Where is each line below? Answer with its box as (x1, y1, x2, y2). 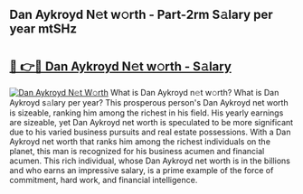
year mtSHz (9, 22, 78, 37)
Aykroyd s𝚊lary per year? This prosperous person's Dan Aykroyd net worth (9, 97, 289, 107)
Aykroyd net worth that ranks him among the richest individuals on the (9, 136, 271, 147)
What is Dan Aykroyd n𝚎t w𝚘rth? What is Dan (109, 88, 279, 97)
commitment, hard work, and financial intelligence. (9, 175, 198, 185)
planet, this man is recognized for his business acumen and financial (9, 146, 265, 156)
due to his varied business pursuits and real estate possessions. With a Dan (9, 126, 291, 137)
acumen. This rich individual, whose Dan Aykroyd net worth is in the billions (9, 155, 291, 166)
